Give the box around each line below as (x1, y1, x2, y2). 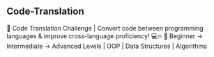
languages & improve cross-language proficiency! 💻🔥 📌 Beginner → (6, 31, 204, 40)
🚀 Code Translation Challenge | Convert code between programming (6, 24, 204, 32)
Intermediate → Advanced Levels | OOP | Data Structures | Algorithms (6, 42, 207, 50)
